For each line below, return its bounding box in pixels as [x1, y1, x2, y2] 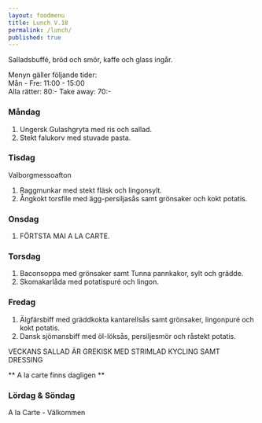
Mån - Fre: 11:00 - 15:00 [8, 79, 85, 88]
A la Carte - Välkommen [8, 408, 86, 417]
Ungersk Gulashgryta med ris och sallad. [19, 124, 152, 134]
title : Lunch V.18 [8, 19, 68, 27]
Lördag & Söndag [8, 390, 76, 401]
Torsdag [8, 251, 41, 262]
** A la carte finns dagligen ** [8, 370, 105, 380]
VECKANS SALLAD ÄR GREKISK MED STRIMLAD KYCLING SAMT [8, 347, 220, 356]
